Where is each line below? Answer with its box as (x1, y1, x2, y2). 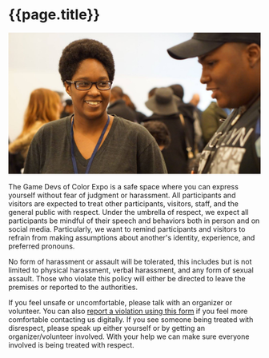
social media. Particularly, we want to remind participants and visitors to (8, 225, 246, 234)
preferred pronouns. (8, 241, 75, 251)
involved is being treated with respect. (8, 340, 134, 350)
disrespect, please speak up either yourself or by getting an (8, 324, 206, 333)
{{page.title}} (8, 6, 100, 24)
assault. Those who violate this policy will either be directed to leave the (8, 274, 246, 284)
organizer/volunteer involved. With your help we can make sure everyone (8, 332, 250, 341)
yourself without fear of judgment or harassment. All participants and (8, 190, 236, 201)
